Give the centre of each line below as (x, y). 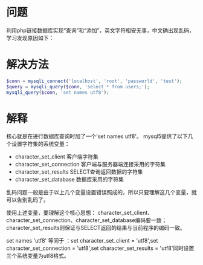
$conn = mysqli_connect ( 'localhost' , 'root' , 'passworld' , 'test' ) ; (94, 81)
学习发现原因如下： (30, 38)
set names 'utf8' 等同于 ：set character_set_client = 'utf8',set (82, 241)
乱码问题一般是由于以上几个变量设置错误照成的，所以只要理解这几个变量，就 (101, 192)
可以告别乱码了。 (27, 200)
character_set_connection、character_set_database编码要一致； (87, 220)
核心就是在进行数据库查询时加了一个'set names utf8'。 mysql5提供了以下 (97, 136)
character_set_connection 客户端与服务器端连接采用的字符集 (90, 165)
